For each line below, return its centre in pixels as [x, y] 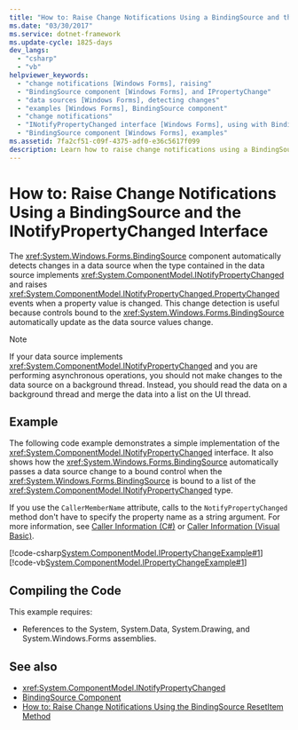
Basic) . [22, 536]
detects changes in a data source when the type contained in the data [137, 265]
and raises [28, 284]
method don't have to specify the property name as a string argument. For [145, 517]
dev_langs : [29, 51]
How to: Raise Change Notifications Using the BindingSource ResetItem [153, 706]
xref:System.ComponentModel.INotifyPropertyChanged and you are [133, 366]
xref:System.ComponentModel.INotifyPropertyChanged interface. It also [141, 453]
